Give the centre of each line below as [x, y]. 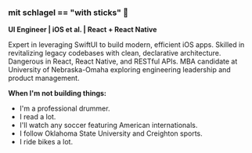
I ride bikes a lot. [46, 142]
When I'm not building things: [58, 93]
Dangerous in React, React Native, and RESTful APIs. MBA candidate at [123, 61]
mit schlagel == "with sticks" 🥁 [68, 13]
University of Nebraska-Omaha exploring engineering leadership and [119, 70]
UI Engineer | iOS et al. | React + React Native [83, 30]
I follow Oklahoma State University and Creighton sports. [111, 133]
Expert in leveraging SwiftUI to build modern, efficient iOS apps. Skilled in [126, 45]
